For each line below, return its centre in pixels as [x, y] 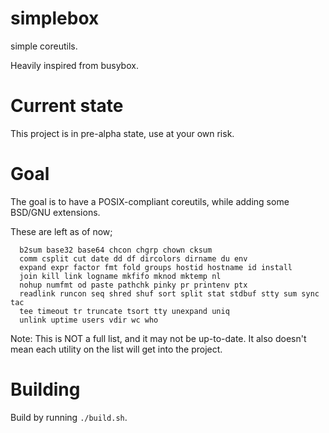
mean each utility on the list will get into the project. [116, 349]
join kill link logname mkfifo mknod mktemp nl [120, 276]
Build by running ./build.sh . [69, 417]
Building [45, 389]
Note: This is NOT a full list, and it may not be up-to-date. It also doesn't [158, 338]
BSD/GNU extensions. [55, 212]
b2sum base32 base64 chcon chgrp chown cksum [116, 250]
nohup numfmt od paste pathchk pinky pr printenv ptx [133, 285]
